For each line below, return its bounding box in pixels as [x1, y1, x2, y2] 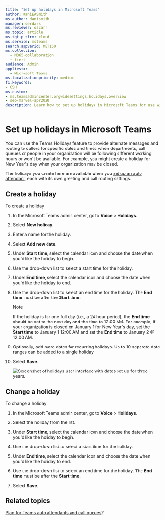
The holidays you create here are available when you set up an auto [5, 170, 142, 176]
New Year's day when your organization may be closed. [5, 161, 118, 167]
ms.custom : [5, 89, 28, 94]
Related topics [5, 496, 50, 505]
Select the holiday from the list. [12, 420, 76, 425]
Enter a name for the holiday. [12, 231, 71, 237]
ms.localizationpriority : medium [5, 75, 74, 80]
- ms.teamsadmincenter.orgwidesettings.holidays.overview [5, 94, 126, 99]
